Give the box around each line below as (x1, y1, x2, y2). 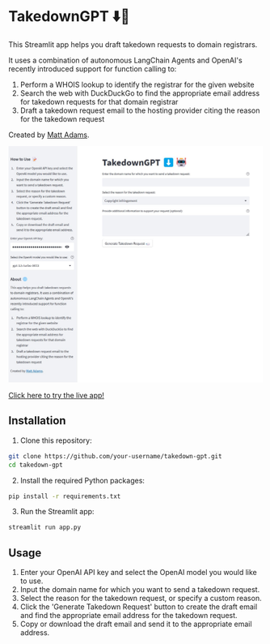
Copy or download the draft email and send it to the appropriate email (19, 619, 252, 629)
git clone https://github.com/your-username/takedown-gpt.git (8, 452, 222, 460)
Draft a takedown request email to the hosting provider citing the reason (19, 105, 260, 115)
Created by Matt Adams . (8, 130, 91, 140)
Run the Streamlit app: (19, 507, 95, 517)
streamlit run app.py (8, 523, 82, 532)
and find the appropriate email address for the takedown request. (19, 611, 238, 620)
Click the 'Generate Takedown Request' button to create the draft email (19, 602, 258, 612)
